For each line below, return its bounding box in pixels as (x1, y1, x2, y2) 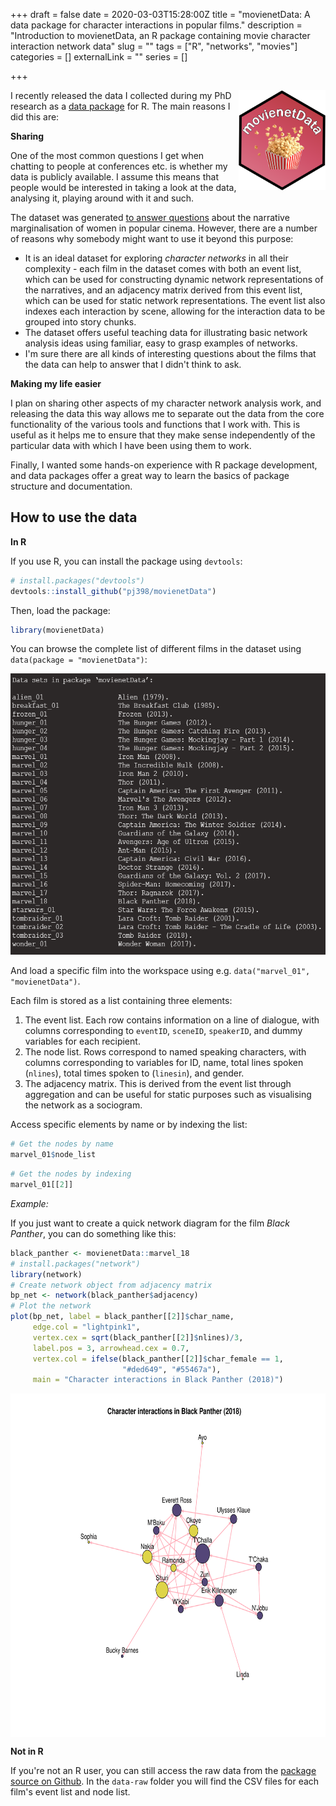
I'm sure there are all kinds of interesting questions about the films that (24, 348, 317, 359)
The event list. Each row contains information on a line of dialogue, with (24, 1014, 320, 1026)
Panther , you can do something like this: (10, 1227, 177, 1239)
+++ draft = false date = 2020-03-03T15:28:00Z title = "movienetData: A (10, 9, 311, 20)
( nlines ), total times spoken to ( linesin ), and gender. (24, 1067, 245, 1079)
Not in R (10, 1745, 44, 1758)
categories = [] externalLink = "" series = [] (10, 51, 188, 63)
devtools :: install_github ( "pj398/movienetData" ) (10, 586, 217, 596)
